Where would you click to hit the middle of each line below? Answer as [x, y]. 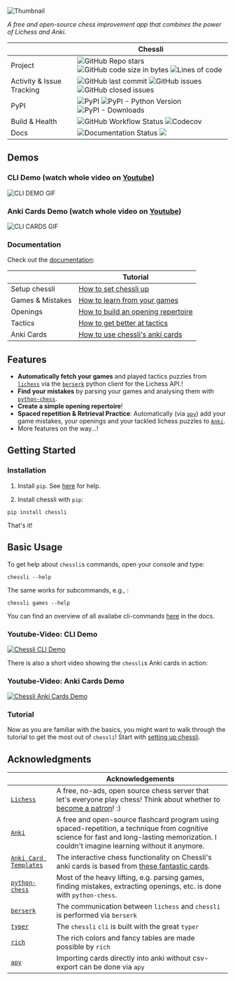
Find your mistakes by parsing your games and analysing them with [116, 391]
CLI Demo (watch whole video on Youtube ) [81, 177]
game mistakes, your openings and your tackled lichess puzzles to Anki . [121, 421]
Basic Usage [35, 547]
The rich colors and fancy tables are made [126, 938]
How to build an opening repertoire [135, 312]
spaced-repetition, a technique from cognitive [132, 829]
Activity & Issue [36, 81]
